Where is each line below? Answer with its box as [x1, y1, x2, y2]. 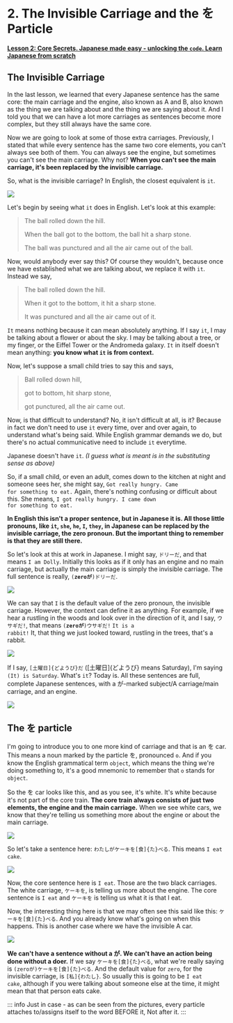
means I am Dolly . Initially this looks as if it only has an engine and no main [7, 557, 224, 566]
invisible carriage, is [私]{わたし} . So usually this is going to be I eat [7, 971, 202, 980]
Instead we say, [7, 272, 52, 280]
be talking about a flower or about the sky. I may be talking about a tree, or [7, 333, 221, 342]
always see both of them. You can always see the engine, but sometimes [7, 148, 216, 156]
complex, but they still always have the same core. [7, 119, 152, 128]
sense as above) [7, 459, 55, 467]
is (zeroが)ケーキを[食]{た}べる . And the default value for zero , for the [7, 964, 203, 973]
